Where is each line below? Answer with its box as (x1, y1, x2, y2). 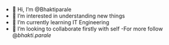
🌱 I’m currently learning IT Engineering (12, 19, 110, 26)
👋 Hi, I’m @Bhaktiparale (12, 6, 72, 13)
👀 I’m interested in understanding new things (12, 12, 126, 19)
